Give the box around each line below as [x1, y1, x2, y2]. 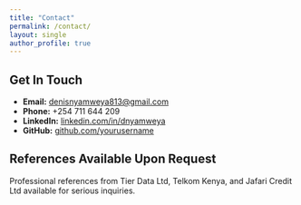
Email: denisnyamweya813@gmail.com [22, 96, 170, 107]
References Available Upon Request [9, 151, 217, 167]
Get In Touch [9, 72, 83, 87]
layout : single [9, 30, 67, 39]
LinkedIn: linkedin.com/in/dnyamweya [22, 115, 166, 127]
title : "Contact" [9, 13, 75, 23]
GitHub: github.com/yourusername [22, 125, 154, 136]
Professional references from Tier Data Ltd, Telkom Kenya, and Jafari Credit [9, 175, 293, 186]
